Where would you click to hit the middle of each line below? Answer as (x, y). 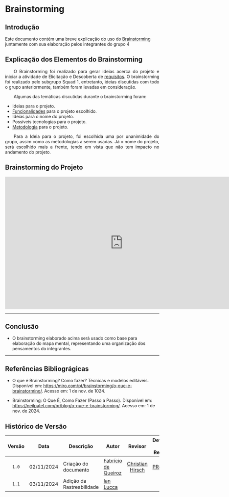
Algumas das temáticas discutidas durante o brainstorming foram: (80, 96)
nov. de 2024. (26, 411)
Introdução (22, 27)
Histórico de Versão (36, 426)
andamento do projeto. (28, 152)
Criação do (76, 464)
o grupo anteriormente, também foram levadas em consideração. (71, 87)
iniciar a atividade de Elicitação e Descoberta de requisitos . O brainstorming (82, 77)
